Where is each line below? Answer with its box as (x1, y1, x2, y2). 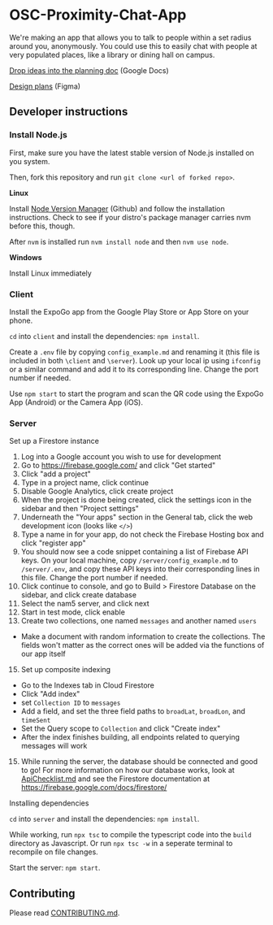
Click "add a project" (20, 469, 92, 479)
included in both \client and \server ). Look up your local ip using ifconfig (9, 355, 261, 365)
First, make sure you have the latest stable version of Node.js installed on (9, 148, 254, 158)
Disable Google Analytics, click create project (20, 486, 174, 497)
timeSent (20, 717, 51, 725)
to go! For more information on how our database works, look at (20, 766, 235, 775)
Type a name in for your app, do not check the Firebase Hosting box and (20, 530, 265, 540)
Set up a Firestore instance (9, 436, 100, 446)
